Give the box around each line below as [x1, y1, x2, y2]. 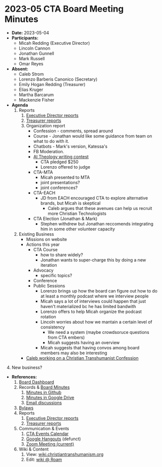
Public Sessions [33, 283, 65, 289]
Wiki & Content [18, 446, 49, 452]
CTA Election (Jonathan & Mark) [33, 215, 97, 222]
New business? [11, 364, 42, 370]
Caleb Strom [18, 71, 44, 77]
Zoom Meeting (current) [26, 441, 74, 447]
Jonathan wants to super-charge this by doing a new [40, 257, 146, 263]
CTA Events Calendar [26, 431, 69, 436]
